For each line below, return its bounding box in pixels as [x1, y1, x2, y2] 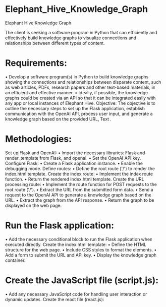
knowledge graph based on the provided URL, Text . [5, 116, 111, 122]
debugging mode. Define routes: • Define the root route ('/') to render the [5, 165, 155, 172]
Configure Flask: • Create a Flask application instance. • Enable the [5, 160, 143, 166]
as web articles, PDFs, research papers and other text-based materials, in [5, 84, 156, 90]
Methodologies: [5, 133, 72, 145]
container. [5, 257, 26, 263]
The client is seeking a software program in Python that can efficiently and [5, 29, 158, 35]
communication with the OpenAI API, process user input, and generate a [5, 111, 153, 117]
